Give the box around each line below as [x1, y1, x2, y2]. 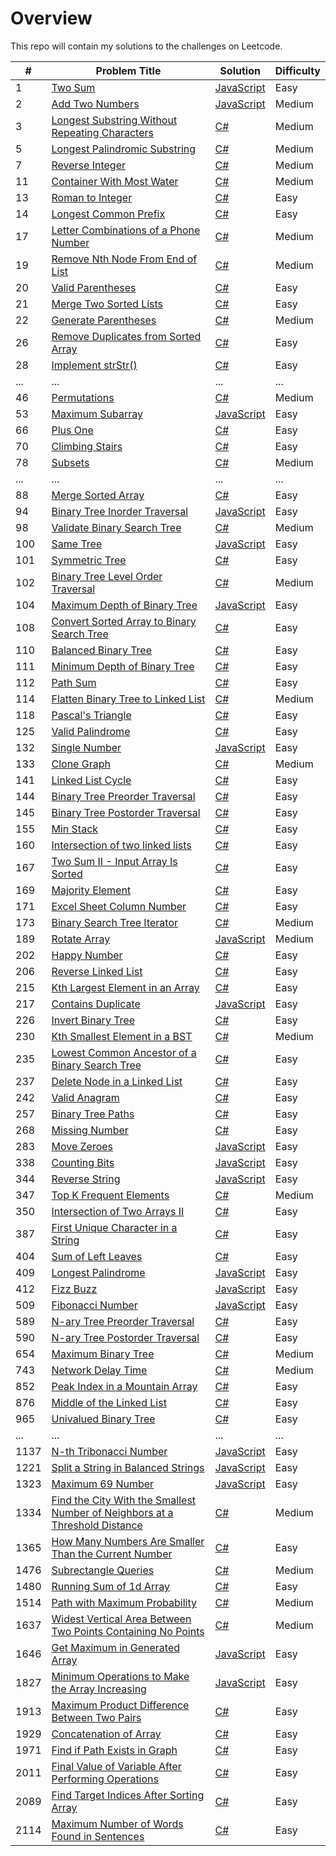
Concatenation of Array [51, 1727, 162, 1741]
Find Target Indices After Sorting [51, 1788, 205, 1802]
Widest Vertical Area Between [51, 1612, 192, 1626]
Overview [10, 7, 93, 30]
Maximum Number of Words [51, 1817, 184, 1831]
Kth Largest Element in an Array [51, 980, 200, 994]
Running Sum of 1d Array [51, 1579, 170, 1593]
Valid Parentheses [51, 280, 137, 294]
